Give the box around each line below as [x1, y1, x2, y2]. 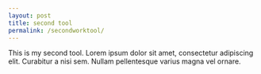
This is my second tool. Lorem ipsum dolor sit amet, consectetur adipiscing [8, 49, 254, 58]
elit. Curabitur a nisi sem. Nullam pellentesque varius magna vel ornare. [8, 56, 241, 66]
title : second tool [8, 19, 73, 27]
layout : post [8, 11, 52, 20]
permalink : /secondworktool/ [8, 26, 105, 34]
